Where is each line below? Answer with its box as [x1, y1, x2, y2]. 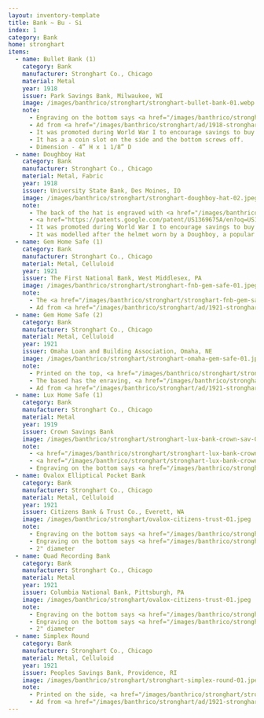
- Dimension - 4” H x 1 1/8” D [28, 143, 132, 151]
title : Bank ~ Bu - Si [8, 19, 82, 27]
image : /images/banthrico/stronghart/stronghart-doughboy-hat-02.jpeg [22, 194, 258, 202]
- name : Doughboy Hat [15, 150, 86, 158]
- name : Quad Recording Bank [15, 551, 111, 560]
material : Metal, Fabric [22, 172, 104, 181]
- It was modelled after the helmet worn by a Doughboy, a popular [28, 231, 255, 239]
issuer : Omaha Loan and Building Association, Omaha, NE [22, 347, 213, 356]
